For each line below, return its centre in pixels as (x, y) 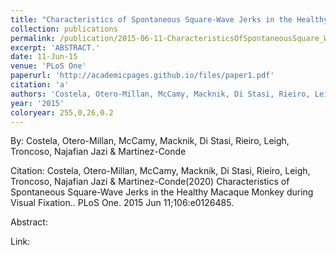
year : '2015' (37, 103)
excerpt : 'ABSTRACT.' (55, 47)
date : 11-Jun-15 (44, 57)
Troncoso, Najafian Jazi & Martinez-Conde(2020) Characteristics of (150, 182)
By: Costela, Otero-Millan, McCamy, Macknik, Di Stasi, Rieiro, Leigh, (150, 141)
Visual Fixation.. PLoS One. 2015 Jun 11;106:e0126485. (122, 203)
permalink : (33, 38)
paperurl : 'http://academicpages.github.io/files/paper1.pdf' (142, 76)
